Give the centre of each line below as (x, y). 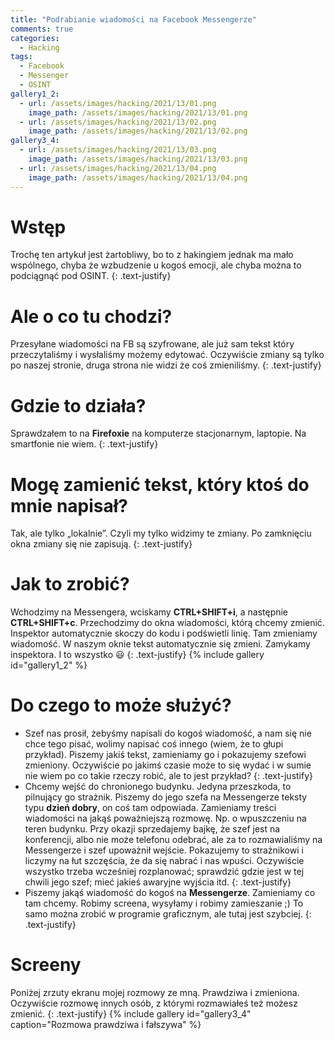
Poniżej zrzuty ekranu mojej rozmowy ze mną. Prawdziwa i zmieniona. (155, 993)
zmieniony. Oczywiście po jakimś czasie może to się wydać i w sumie (168, 765)
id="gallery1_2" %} (49, 665)
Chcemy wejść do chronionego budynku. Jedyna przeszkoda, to (158, 787)
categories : (35, 38)
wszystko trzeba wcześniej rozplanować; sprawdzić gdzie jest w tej (164, 872)
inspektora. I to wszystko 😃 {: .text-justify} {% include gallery (137, 655)
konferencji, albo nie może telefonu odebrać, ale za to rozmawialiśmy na (173, 840)
